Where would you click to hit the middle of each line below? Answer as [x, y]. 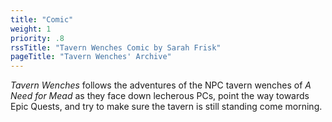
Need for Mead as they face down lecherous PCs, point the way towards [160, 96]
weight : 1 [31, 29]
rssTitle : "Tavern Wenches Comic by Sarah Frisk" [116, 47]
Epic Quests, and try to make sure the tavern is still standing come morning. [166, 107]
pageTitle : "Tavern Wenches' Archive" [91, 57]
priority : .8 [37, 38]
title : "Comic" [42, 19]
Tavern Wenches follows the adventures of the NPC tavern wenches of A [161, 85]
